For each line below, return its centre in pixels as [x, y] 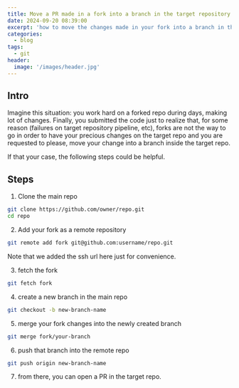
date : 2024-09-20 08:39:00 [47, 21]
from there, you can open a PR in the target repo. [89, 377]
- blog [23, 41]
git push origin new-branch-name [57, 363]
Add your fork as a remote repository [72, 230]
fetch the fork [38, 270]
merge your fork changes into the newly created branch [100, 323]
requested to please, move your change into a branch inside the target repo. [119, 143]
